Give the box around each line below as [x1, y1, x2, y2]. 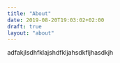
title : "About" [7, 10, 52, 17]
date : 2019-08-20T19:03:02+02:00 [7, 17, 105, 24]
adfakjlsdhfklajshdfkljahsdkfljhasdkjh [7, 48, 114, 57]
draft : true [7, 23, 42, 30]
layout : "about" [7, 29, 54, 37]
